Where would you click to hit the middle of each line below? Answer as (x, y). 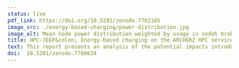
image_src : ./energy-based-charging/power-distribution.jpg (99, 27)
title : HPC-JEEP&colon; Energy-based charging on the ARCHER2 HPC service (121, 40)
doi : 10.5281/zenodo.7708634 (52, 54)
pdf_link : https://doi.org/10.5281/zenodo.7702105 (84, 21)
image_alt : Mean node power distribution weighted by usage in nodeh (113, 34)
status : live (27, 14)
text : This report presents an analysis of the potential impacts (108, 47)
